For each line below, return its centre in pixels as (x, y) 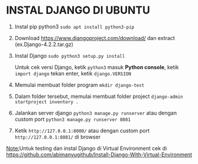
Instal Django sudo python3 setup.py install (70, 55)
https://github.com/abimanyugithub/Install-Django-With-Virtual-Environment (99, 155)
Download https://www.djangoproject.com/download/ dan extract (95, 38)
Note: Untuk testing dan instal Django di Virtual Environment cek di (87, 148)
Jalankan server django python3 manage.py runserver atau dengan (96, 113)
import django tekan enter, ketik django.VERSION (73, 73)
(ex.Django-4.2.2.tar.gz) (44, 44)
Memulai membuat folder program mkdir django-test (79, 85)
